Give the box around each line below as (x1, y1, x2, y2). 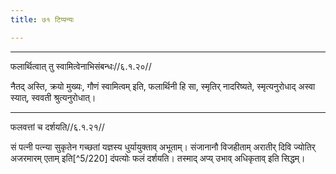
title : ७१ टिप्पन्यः (10, 14, 75, 25)
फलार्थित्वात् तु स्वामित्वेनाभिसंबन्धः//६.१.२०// (10, 60, 152, 72)
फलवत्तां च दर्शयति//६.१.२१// (10, 121, 105, 133)
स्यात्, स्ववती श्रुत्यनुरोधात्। (10, 91, 97, 103)
